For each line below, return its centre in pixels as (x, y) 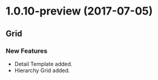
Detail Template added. (43, 64)
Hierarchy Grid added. (42, 70)
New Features (27, 51)
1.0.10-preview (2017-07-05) (79, 11)
